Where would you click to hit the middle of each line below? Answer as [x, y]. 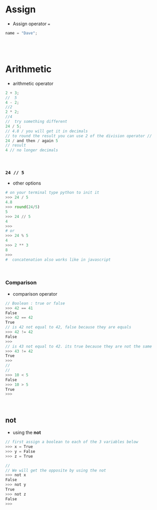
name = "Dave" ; [21, 33]
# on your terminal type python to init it [52, 193]
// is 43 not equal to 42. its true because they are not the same [79, 346]
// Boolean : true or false [35, 303]
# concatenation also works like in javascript [58, 260]
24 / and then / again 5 [32, 141]
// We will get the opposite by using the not [56, 470]
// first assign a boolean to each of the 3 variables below [72, 442]
